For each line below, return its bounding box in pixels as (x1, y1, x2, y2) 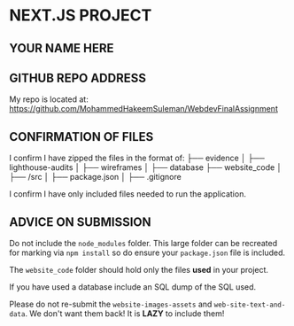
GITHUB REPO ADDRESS (9, 70, 146, 85)
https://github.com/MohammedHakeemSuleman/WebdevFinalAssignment (9, 104, 279, 114)
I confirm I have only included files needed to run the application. (9, 189, 246, 199)
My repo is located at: (9, 94, 89, 105)
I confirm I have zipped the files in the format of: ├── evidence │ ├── (9, 152, 266, 164)
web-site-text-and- (213, 300, 286, 310)
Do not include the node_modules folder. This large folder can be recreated (9, 238, 278, 249)
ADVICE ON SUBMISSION (9, 214, 152, 229)
